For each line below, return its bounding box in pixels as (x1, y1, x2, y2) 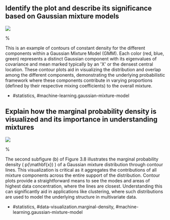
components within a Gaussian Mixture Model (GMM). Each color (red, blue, (5, 50, 164, 56)
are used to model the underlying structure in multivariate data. (5, 194, 138, 200)
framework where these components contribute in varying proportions (5, 77, 153, 83)
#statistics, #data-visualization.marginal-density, (12, 203, 115, 210)
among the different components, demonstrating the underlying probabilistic (5, 72, 165, 78)
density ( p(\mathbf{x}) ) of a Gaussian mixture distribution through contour (5, 161, 163, 167)
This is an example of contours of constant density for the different (5, 45, 146, 51)
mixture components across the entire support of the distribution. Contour (5, 172, 160, 178)
